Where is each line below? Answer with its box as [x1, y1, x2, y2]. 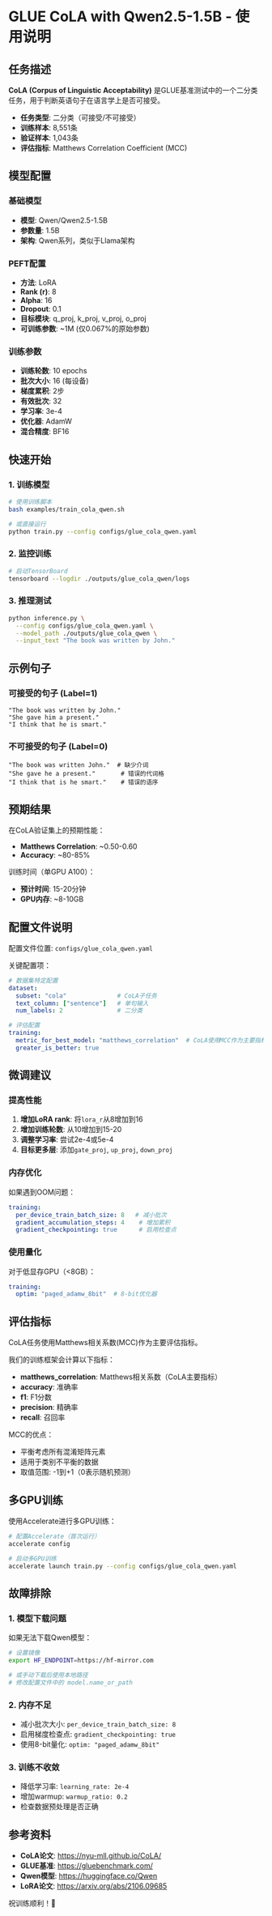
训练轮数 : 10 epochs [19, 366, 87, 376]
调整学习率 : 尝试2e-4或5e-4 [19, 1135, 114, 1144]
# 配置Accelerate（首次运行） [8, 1532, 101, 1540]
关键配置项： [8, 960, 51, 970]
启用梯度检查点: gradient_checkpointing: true [19, 1729, 176, 1739]
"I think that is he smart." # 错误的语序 [8, 778, 159, 786]
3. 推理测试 [8, 595, 52, 607]
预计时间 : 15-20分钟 [19, 884, 87, 894]
